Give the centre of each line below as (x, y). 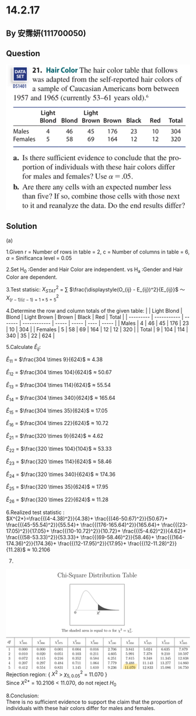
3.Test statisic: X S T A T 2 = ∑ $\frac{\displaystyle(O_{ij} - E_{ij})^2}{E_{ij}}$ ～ (96, 290)
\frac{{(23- (175, 525)
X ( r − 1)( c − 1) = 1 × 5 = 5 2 (33, 298)
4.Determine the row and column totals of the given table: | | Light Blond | (94, 310)
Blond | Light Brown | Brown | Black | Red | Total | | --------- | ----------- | (95, 317)
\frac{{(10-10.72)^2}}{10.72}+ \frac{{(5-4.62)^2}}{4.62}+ (118, 531)
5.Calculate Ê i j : (24, 347)
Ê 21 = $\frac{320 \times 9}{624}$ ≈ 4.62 (55, 437)
